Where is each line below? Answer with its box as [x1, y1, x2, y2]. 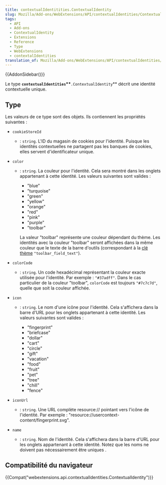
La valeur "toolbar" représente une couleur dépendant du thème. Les [19, 235, 161, 241]
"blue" [27, 183, 41, 189]
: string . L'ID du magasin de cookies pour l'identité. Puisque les [19, 138, 150, 144]
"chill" [27, 382, 40, 388]
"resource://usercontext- [68, 412, 120, 418]
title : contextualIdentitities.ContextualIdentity [5, 7, 112, 12]
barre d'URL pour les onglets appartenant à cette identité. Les [19, 310, 146, 316]
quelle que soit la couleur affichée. [19, 285, 90, 291]
